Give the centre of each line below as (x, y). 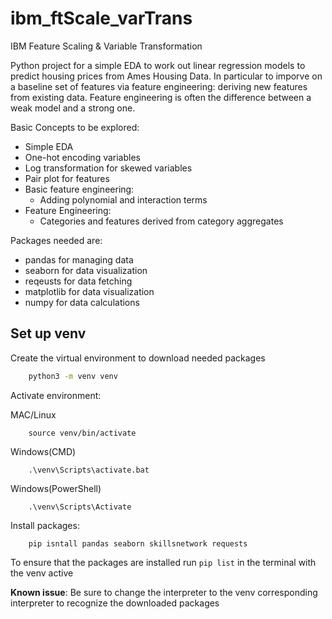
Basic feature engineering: (79, 189)
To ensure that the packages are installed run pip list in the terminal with (163, 562)
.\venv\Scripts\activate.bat (89, 470)
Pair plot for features (67, 178)
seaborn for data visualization (86, 270)
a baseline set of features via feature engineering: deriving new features (159, 86)
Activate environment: (56, 395)
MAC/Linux (33, 414)
